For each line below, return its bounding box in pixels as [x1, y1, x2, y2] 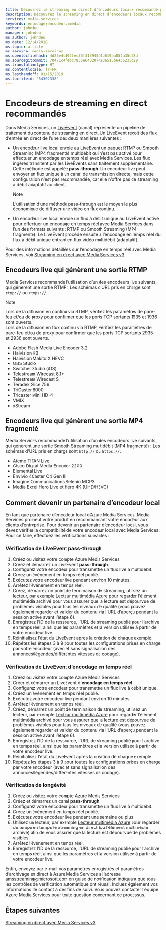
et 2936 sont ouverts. [5, 335, 50, 341]
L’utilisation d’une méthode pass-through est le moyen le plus [12, 201, 137, 207]
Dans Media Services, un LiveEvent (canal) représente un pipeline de [5, 124, 146, 130]
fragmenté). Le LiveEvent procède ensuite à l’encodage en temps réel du [12, 231, 161, 237]
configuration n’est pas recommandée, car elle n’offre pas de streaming [12, 176, 158, 182]
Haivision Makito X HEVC [12, 355, 64, 361]
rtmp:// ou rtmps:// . [5, 289, 48, 295]
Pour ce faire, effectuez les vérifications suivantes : [5, 533, 110, 539]
